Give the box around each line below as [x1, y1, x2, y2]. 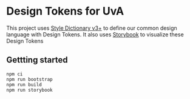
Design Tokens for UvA [6, 4, 124, 18]
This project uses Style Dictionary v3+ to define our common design [6, 24, 177, 32]
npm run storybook [6, 87, 53, 93]
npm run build [6, 81, 42, 87]
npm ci [6, 71, 23, 77]
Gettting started [6, 55, 68, 65]
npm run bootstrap [6, 76, 53, 83]
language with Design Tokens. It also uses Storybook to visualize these [6, 30, 184, 38]
